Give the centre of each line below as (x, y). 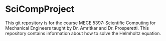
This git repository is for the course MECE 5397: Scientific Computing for (80, 23)
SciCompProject (40, 9)
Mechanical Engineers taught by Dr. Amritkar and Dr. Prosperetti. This (77, 28)
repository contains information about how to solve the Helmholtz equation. (83, 33)
